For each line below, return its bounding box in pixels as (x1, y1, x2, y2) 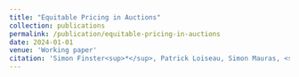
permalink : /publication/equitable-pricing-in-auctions (9, 29, 221, 38)
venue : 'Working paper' (9, 46, 98, 55)
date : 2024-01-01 (9, 37, 74, 47)
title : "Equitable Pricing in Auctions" (9, 12, 162, 22)
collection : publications (9, 21, 105, 30)
